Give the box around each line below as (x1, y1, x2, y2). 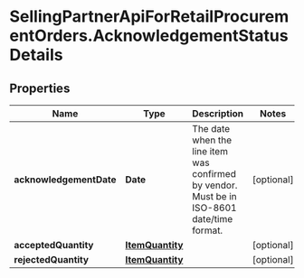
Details (9, 45, 63, 65)
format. (192, 224, 223, 236)
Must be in (192, 190, 237, 202)
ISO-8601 (192, 201, 237, 214)
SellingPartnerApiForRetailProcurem (9, 6, 290, 27)
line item (192, 145, 229, 157)
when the (192, 134, 233, 146)
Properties (9, 80, 71, 96)
